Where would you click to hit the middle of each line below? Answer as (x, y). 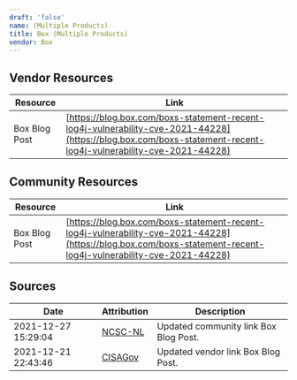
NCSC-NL (123, 331)
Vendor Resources (61, 77)
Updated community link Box (217, 326)
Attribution (125, 311)
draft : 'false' (37, 17)
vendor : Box (31, 42)
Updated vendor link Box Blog (219, 352)
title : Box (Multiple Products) (69, 34)
